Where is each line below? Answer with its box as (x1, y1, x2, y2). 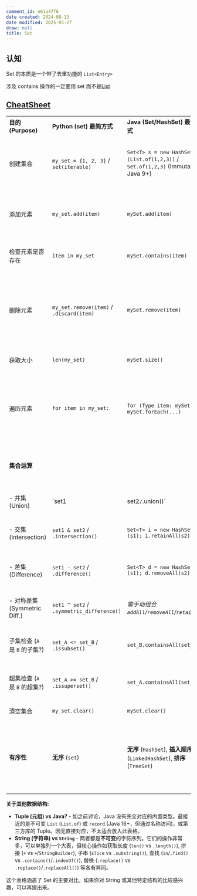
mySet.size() (127, 356, 164, 363)
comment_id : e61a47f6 (6, 8, 59, 15)
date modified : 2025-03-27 (6, 19, 72, 25)
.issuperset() (52, 683, 92, 689)
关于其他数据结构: (6, 800, 49, 807)
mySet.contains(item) (127, 252, 188, 259)
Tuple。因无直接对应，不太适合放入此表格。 (36, 827, 143, 834)
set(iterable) (52, 164, 92, 170)
